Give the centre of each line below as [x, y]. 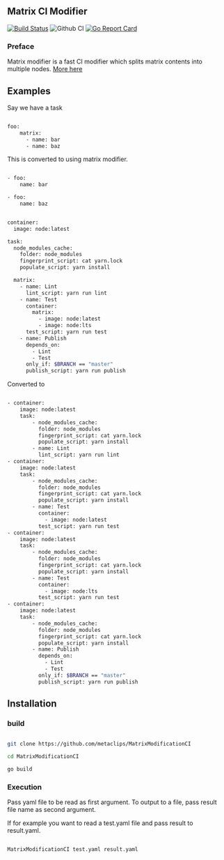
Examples [29, 91]
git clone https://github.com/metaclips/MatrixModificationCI [99, 744]
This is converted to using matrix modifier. [68, 159]
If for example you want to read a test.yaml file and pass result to [100, 823]
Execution [25, 787]
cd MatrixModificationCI [43, 757]
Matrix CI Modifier [47, 12]
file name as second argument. [51, 810]
